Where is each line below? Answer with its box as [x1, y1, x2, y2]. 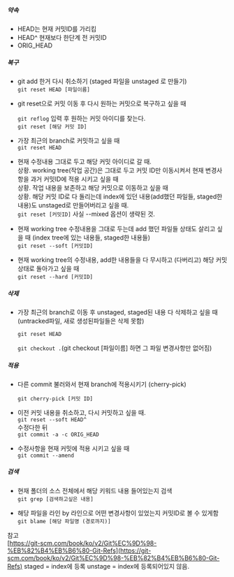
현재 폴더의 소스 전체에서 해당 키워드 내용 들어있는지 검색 [17, 486, 173, 495]
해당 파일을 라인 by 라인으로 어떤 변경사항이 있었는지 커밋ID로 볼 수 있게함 [17, 509, 219, 517]
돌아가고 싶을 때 [36, 264, 80, 272]
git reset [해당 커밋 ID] [17, 123, 87, 130]
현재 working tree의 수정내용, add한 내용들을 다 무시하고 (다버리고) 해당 [17, 255, 214, 264]
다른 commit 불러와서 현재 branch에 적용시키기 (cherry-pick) [17, 380, 187, 388]
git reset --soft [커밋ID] [17, 242, 94, 249]
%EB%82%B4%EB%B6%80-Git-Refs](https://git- [7, 546, 152, 555]
